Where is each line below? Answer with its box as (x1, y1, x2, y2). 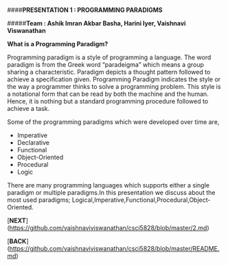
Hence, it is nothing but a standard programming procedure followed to (7, 97, 209, 105)
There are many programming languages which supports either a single (7, 181, 209, 189)
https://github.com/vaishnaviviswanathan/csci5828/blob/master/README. (9, 245, 220, 252)
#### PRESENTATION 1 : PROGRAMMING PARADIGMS (7, 6, 163, 14)
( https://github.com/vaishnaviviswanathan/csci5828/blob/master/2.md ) (7, 224, 209, 232)
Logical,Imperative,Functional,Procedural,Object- (71, 196, 211, 204)
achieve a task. (7, 105, 50, 112)
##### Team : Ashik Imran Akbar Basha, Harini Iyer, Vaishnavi (7, 19, 186, 27)
